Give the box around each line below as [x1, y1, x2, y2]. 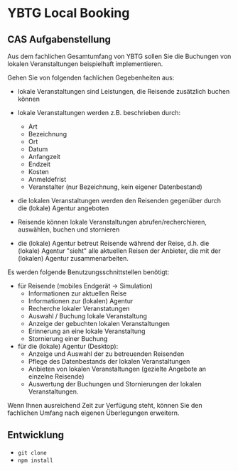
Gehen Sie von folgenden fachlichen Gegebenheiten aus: [7, 73, 175, 82]
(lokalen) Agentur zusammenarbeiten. [17, 254, 129, 262]
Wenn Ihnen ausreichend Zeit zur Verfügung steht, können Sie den [7, 401, 202, 409]
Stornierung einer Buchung [28, 335, 108, 342]
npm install [17, 457, 53, 464]
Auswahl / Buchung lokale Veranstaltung [28, 312, 148, 320]
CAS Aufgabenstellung [7, 33, 112, 45]
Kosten [28, 168, 50, 175]
